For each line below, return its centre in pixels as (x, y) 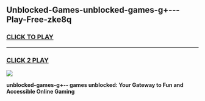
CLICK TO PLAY (30, 37)
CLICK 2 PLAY (27, 60)
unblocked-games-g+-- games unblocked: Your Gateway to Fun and (95, 84)
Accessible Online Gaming (41, 91)
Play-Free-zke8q (39, 20)
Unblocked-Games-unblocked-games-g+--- (93, 10)
